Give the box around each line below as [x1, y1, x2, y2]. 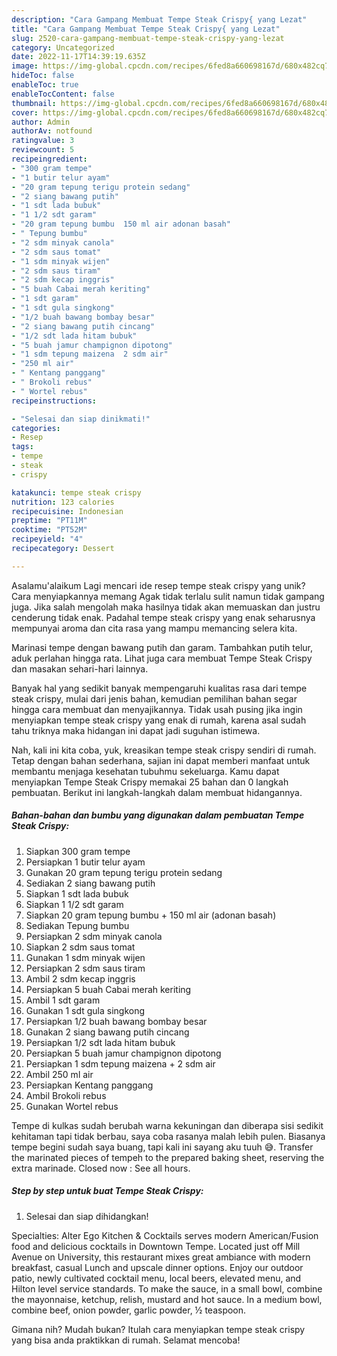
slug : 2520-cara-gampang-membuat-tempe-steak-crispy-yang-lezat [11, 33, 285, 43]
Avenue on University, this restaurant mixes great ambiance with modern [11, 1251, 311, 1263]
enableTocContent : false [11, 89, 115, 99]
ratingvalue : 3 [11, 136, 75, 146]
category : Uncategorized [11, 42, 115, 53]
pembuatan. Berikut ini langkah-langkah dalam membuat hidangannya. [11, 786, 303, 798]
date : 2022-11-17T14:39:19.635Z [11, 52, 146, 62]
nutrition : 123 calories [11, 497, 115, 507]
